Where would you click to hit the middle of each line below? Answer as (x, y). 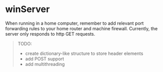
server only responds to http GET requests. (50, 34)
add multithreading (45, 64)
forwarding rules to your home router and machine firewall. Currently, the (81, 28)
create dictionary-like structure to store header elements (84, 53)
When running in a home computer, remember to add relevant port (75, 23)
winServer (28, 9)
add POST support (45, 58)
